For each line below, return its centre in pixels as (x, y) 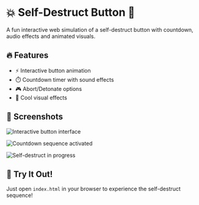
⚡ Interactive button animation (53, 70)
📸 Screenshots (35, 117)
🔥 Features (27, 55)
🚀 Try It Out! (30, 174)
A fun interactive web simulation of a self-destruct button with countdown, (100, 29)
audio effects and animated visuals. (51, 36)
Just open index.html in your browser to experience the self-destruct (94, 189)
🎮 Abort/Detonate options (49, 88)
